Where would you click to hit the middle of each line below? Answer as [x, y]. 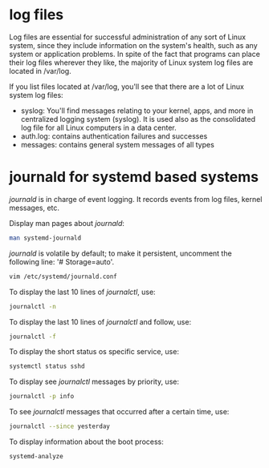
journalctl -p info [42, 397]
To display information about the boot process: [86, 442]
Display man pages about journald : [67, 223]
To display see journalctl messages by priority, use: [94, 381]
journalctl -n [33, 306]
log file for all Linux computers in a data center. [99, 127]
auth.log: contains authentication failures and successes [114, 136]
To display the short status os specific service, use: [94, 352]
